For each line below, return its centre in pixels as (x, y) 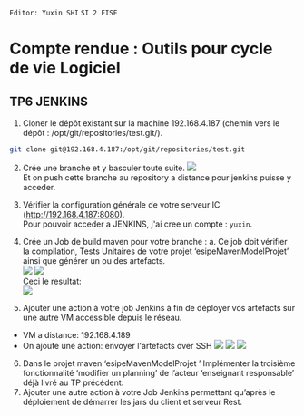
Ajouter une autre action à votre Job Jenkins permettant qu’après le (149, 392)
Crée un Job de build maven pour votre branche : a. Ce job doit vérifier (155, 241)
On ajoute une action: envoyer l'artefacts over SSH (117, 345)
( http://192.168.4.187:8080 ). (74, 214)
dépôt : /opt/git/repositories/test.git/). (93, 133)
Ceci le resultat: (52, 281)
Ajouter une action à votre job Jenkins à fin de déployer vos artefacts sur (159, 307)
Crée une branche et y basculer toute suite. (104, 168)
